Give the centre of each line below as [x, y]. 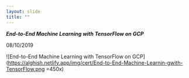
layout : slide [23, 11]
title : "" [18, 17]
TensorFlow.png [25, 69]
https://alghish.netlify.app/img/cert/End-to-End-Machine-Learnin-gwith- [95, 63]
